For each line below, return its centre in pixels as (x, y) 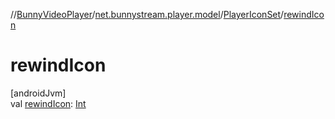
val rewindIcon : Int (48, 103)
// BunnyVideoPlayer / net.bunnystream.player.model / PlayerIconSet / (147, 14)
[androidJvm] (38, 93)
